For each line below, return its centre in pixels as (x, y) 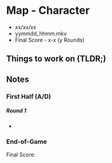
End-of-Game (27, 141)
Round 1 (16, 111)
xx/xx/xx (25, 27)
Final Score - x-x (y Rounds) (50, 40)
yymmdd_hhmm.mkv (41, 33)
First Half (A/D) (29, 96)
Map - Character (48, 11)
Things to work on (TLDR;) (56, 59)
